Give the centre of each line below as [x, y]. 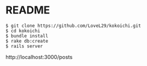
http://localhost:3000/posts [39, 57]
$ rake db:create [27, 41]
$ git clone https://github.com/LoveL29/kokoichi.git [73, 26]
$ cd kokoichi [23, 31]
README [28, 10]
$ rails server [24, 46]
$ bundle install [27, 36]
